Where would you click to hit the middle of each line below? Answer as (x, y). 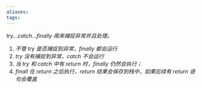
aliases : (17, 12)
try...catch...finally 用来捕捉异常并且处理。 (59, 36)
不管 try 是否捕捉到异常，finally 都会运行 (66, 49)
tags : (13, 18)
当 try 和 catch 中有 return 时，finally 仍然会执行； (79, 64)
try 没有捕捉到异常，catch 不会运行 (59, 56)
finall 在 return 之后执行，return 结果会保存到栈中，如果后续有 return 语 (105, 71)
